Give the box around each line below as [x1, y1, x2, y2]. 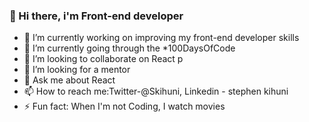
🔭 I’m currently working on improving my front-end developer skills [23, 32, 300, 44]
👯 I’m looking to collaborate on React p [23, 53, 184, 65]
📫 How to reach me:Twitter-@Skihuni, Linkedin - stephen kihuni [23, 85, 289, 98]
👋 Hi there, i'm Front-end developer [9, 9, 184, 23]
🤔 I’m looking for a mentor [23, 64, 131, 76]
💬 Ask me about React [23, 74, 116, 86]
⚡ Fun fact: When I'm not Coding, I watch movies [23, 100, 226, 113]
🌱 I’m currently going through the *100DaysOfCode [23, 42, 236, 54]
